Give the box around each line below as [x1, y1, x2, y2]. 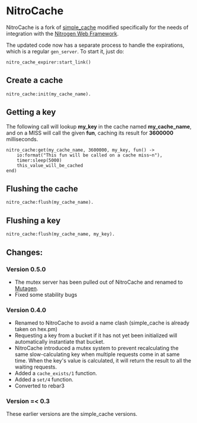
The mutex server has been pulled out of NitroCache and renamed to [14, 278, 183, 286]
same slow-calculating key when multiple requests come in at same [14, 351, 180, 358]
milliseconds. [6, 135, 38, 143]
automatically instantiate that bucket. [14, 338, 105, 345]
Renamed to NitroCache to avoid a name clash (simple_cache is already [14, 319, 190, 326]
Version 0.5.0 [6, 265, 46, 273]
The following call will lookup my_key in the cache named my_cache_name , [6, 123, 192, 130]
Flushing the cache [6, 184, 78, 194]
